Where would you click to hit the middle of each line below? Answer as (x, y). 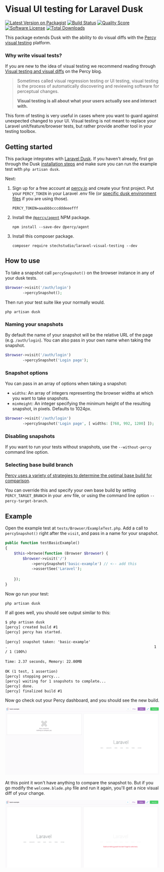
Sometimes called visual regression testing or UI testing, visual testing (88, 81)
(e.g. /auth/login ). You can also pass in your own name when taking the (78, 340)
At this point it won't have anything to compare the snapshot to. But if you (79, 782)
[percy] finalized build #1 (34, 691)
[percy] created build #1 (31, 627)
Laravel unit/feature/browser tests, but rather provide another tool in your (79, 126)
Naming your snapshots (34, 324)
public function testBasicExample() (42, 543)
